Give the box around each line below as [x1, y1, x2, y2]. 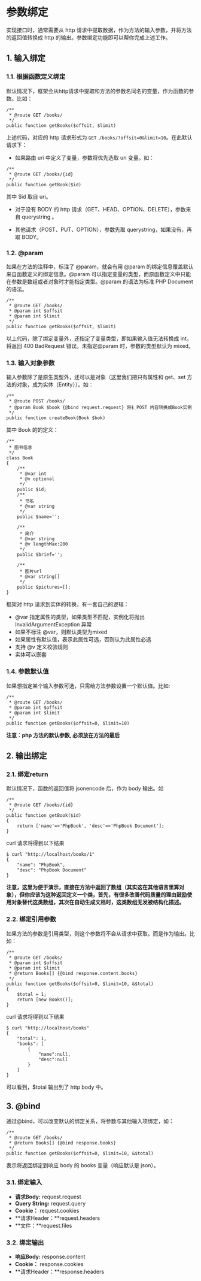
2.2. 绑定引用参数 [6, 915, 57, 923]
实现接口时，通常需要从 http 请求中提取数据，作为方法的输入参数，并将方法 [6, 26, 192, 34]
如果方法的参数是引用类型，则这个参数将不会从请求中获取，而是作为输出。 [6, 929, 190, 937]
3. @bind [6, 1101, 41, 1111]
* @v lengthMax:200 [19, 541, 68, 547]
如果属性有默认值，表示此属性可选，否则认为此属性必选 [14, 636, 151, 643]
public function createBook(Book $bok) [6, 415, 106, 421]
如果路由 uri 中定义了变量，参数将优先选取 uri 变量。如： [14, 154, 154, 161]
